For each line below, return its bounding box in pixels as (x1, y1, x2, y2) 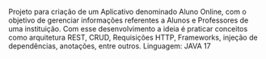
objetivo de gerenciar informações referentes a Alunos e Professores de (8, 15, 249, 25)
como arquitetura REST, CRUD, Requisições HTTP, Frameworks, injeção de (8, 32, 258, 42)
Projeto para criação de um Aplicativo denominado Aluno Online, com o (8, 7, 247, 16)
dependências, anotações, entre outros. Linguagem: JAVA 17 (8, 41, 212, 51)
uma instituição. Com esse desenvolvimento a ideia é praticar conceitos (8, 24, 248, 33)
